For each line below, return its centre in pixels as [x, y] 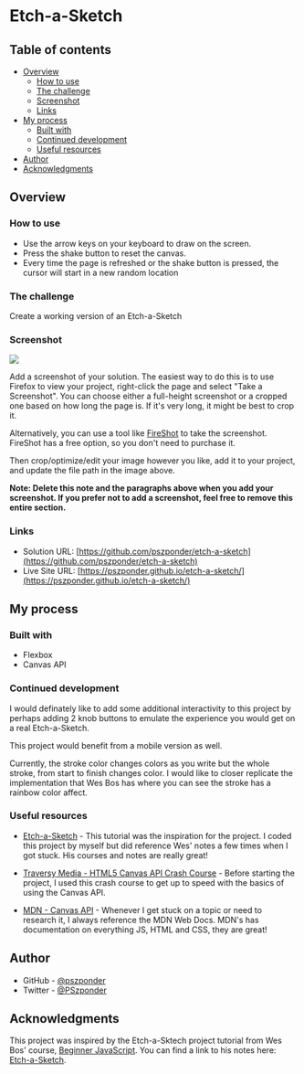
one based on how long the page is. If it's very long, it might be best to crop [152, 406]
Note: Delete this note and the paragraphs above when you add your [142, 488]
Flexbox [37, 655]
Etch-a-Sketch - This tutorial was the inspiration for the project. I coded [157, 835]
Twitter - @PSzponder [64, 990]
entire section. [38, 507]
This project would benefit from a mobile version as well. [116, 745]
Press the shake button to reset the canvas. [105, 253]
